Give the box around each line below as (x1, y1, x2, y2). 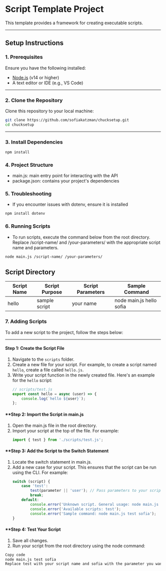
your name (72, 300, 97, 307)
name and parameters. (12, 244, 59, 250)
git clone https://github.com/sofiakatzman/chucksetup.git (5, 117, 129, 122)
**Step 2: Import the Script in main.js (5, 411, 84, 417)
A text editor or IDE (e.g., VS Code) (12, 80, 83, 86)
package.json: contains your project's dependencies (12, 178, 120, 184)
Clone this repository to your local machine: (5, 108, 94, 114)
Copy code (5, 552, 26, 557)
